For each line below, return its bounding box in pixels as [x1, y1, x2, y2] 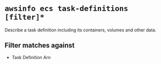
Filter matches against [4, 41, 75, 50]
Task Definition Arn [11, 54, 51, 60]
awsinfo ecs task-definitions [4, 4, 129, 13]
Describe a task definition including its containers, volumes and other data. [4, 27, 157, 33]
